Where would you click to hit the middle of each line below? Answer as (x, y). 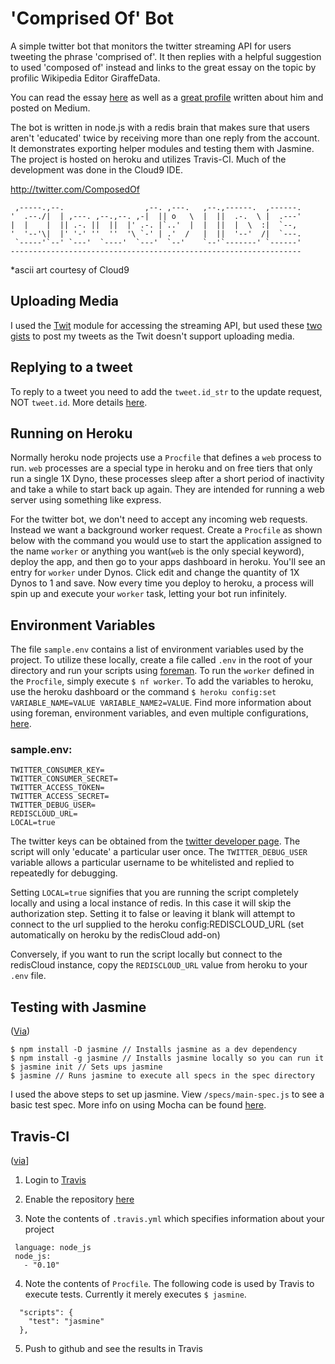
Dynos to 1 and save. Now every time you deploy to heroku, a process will (162, 583)
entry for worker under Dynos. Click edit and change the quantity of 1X (155, 573)
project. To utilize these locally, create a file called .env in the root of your (161, 660)
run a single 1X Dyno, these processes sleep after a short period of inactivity (167, 479)
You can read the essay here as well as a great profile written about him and (167, 97)
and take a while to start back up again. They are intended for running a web (167, 489)
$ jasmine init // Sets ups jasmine (86, 1067)
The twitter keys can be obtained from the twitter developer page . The (155, 841)
